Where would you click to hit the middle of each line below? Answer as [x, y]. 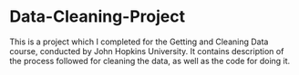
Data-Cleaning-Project [97, 17]
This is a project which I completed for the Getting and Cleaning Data [139, 42]
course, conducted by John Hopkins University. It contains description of [147, 51]
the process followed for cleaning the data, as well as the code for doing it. [150, 61]
